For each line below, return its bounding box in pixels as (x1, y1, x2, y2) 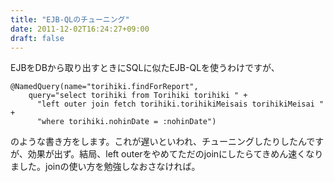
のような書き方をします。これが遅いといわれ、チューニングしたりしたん (10, 136, 307, 148)
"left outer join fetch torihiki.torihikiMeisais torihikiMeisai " (36, 99, 325, 110)
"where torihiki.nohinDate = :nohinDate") (36, 117, 217, 127)
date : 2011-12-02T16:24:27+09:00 (10, 24, 150, 34)
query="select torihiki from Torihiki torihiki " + (28, 91, 248, 101)
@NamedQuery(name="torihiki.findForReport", (10, 82, 199, 92)
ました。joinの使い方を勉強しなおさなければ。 (10, 161, 201, 173)
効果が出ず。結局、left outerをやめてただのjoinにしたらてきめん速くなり (27, 148, 324, 160)
